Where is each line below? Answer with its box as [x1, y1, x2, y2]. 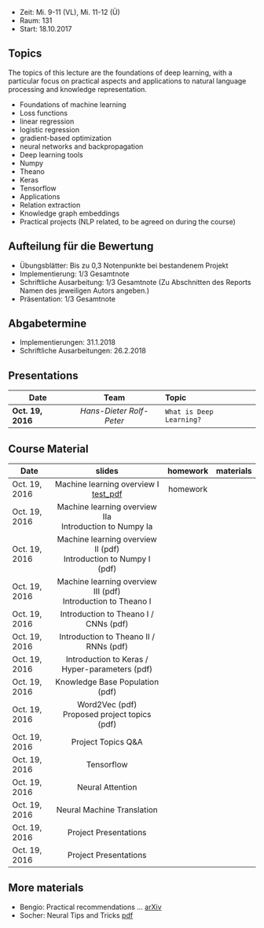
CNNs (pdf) [85, 619, 129, 630]
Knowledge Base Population [54, 677, 159, 688]
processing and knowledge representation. [8, 84, 148, 94]
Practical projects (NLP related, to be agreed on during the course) [19, 216, 236, 226]
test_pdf [91, 489, 123, 500]
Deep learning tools [19, 150, 84, 159]
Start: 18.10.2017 [19, 24, 72, 33]
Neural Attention [77, 782, 137, 793]
